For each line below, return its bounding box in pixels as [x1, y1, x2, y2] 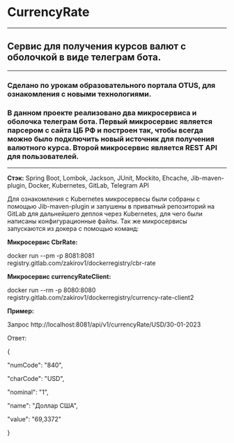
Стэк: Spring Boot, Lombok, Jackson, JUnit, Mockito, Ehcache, [7, 174, 189, 182]
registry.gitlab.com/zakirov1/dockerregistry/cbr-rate [7, 259, 156, 267]
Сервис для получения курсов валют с [7, 40, 187, 52]
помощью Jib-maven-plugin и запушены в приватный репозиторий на [7, 202, 214, 210]
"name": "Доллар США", [7, 401, 78, 410]
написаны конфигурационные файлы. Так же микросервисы [7, 217, 188, 225]
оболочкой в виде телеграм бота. [7, 52, 162, 63]
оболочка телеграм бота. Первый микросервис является [7, 117, 213, 126]
